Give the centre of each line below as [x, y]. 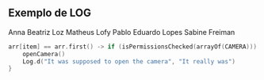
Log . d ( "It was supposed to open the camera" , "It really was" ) [129, 61]
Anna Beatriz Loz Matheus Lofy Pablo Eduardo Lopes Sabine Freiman [122, 32]
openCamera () [44, 54]
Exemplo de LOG [50, 13]
